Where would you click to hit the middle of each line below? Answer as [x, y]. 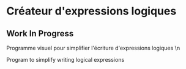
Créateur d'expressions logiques [91, 11]
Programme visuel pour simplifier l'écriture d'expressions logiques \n [93, 48]
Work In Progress [40, 34]
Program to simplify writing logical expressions [65, 60]
